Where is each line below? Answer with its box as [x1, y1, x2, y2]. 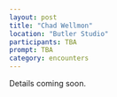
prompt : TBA [9, 46, 53, 55]
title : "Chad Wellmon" [9, 21, 93, 30]
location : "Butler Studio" [9, 29, 109, 38]
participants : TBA [9, 37, 77, 47]
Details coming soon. [9, 78, 87, 88]
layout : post [9, 12, 58, 22]
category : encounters [9, 54, 90, 63]
